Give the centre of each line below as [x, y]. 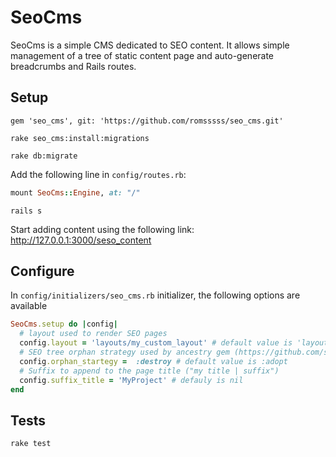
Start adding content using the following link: [102, 229]
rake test [31, 444]
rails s [26, 211]
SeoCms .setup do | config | [64, 324]
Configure [42, 271]
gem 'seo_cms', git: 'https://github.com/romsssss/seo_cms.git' [147, 121]
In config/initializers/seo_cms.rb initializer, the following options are [155, 295]
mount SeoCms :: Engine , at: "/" [75, 192]
